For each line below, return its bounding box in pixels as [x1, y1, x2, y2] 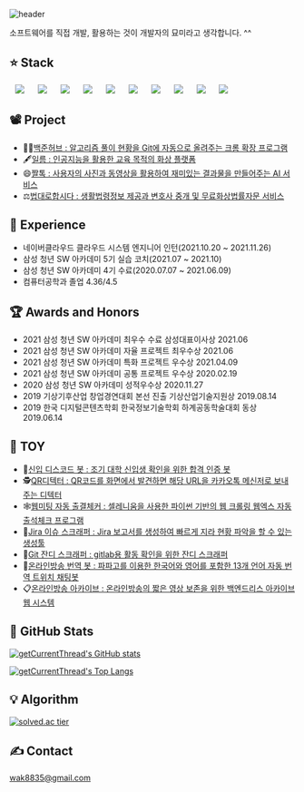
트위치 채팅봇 [32, 572, 79, 582]
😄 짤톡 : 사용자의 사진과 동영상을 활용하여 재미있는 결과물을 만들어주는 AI [22, 168, 281, 179]
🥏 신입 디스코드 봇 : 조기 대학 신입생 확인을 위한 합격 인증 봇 [22, 464, 231, 475]
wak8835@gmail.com [9, 772, 91, 783]
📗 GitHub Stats [9, 624, 93, 640]
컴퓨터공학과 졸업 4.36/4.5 [22, 277, 118, 288]
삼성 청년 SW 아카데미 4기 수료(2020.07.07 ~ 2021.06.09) [22, 265, 231, 276]
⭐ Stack [9, 55, 54, 71]
